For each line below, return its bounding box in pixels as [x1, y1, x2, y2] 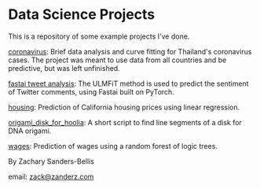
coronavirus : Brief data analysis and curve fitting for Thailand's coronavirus [8, 46, 253, 56]
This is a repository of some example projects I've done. [8, 31, 190, 41]
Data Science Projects [8, 6, 156, 24]
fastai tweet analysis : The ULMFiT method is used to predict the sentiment [8, 79, 249, 88]
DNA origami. [8, 126, 52, 135]
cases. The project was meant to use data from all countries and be [8, 55, 227, 65]
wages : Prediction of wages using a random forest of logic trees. [8, 141, 218, 150]
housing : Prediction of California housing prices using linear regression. [8, 102, 240, 112]
